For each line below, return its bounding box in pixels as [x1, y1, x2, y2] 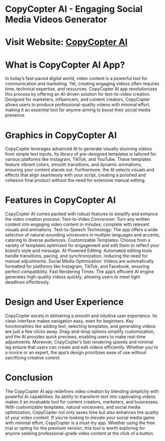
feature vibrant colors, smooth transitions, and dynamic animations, [5, 161, 142, 167]
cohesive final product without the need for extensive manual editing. [5, 177, 146, 183]
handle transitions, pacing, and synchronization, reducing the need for [5, 253, 148, 259]
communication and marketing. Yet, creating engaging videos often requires [5, 80, 160, 87]
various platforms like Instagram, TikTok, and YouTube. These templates [5, 157, 151, 162]
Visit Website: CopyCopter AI [5, 37, 128, 48]
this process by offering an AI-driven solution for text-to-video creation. [5, 91, 151, 97]
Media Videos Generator [5, 14, 107, 25]
